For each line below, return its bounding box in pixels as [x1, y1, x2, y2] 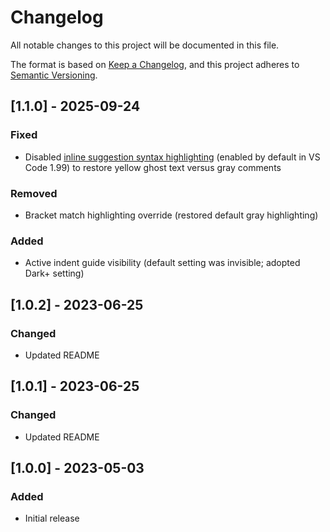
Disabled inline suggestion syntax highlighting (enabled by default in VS [24, 151, 321, 163]
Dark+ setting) [24, 267, 85, 280]
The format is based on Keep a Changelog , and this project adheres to [10, 58, 300, 70]
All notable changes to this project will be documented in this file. [10, 39, 280, 51]
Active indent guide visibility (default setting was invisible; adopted [24, 257, 301, 269]
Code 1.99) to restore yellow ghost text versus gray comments [24, 161, 282, 173]
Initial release [24, 512, 80, 525]
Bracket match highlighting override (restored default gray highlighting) [24, 209, 319, 221]
